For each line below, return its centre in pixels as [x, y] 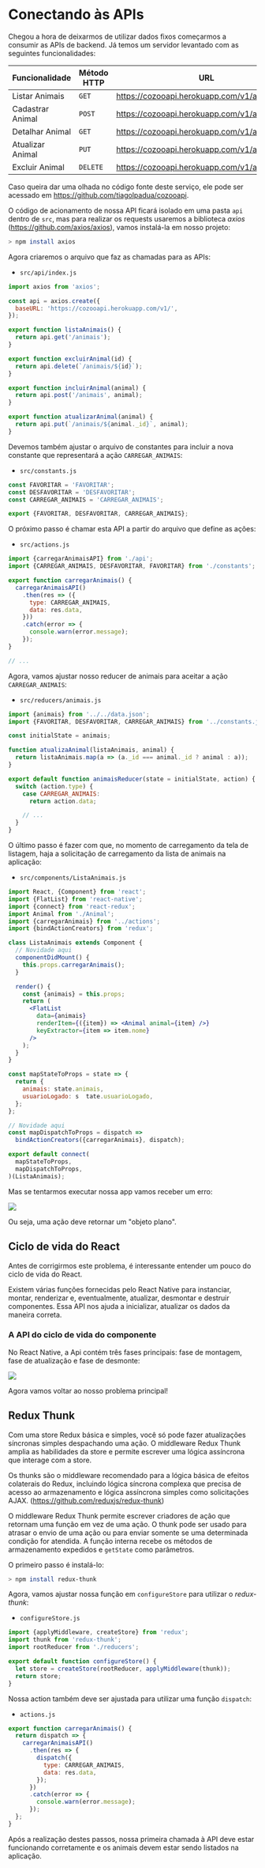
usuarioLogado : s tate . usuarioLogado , [88, 1096]
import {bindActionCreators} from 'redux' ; [81, 928]
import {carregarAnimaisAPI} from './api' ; [81, 559]
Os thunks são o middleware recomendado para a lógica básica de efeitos [129, 1475]
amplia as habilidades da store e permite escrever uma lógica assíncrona [127, 1451]
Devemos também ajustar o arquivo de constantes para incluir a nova [121, 446]
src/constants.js [48, 471]
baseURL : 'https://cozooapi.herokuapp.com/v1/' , [97, 308]
